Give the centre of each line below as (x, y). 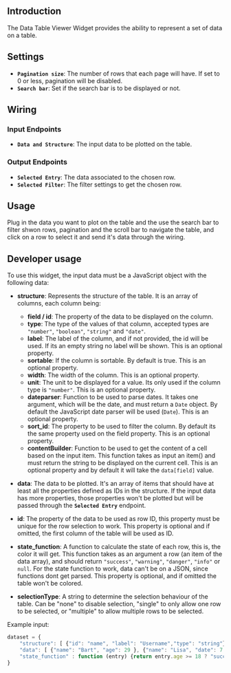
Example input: (28, 625)
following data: (28, 283)
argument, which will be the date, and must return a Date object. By (122, 405)
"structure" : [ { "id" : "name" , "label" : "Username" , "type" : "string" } (123, 644)
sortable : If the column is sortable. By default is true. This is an (117, 361)
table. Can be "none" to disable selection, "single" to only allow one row (119, 604)
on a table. (22, 35)
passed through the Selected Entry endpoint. (81, 506)
